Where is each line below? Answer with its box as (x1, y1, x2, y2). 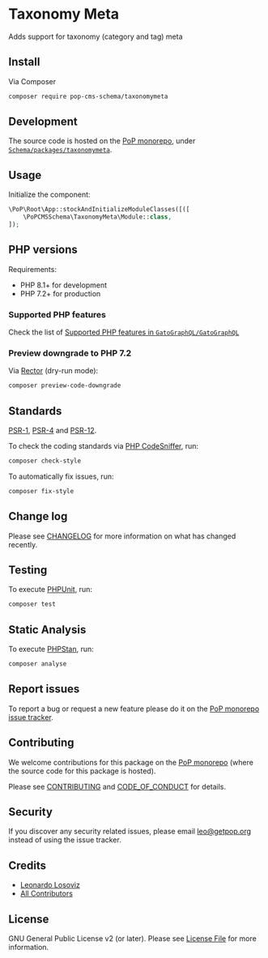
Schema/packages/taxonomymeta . (8, 145, 113, 155)
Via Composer (8, 76, 57, 86)
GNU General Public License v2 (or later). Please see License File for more (8, 933, 257, 943)
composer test (8, 600, 57, 608)
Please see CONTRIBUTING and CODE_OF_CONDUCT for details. (8, 781, 227, 791)
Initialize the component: (8, 189, 91, 199)
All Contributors (19, 888, 73, 899)
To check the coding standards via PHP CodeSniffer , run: (8, 441, 199, 450)
